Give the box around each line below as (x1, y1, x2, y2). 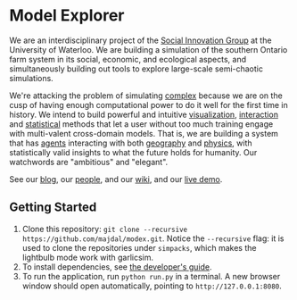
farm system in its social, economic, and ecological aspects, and (9, 54, 247, 64)
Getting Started (9, 200, 97, 215)
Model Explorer (9, 5, 125, 26)
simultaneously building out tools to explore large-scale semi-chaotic (9, 63, 263, 74)
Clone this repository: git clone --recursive (21, 223, 188, 234)
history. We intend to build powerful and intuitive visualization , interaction (9, 109, 279, 120)
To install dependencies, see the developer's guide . (21, 261, 212, 272)
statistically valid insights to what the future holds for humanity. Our (9, 146, 258, 157)
